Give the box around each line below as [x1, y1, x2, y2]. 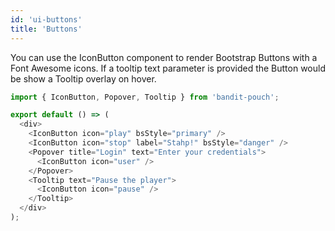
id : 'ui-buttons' [10, 14, 83, 25]
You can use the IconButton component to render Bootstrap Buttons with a [10, 51, 318, 63]
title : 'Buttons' [10, 24, 83, 34]
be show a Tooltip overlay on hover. [10, 72, 157, 85]
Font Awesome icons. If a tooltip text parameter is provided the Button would [10, 62, 326, 74]
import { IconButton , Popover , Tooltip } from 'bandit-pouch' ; [10, 92, 280, 102]
